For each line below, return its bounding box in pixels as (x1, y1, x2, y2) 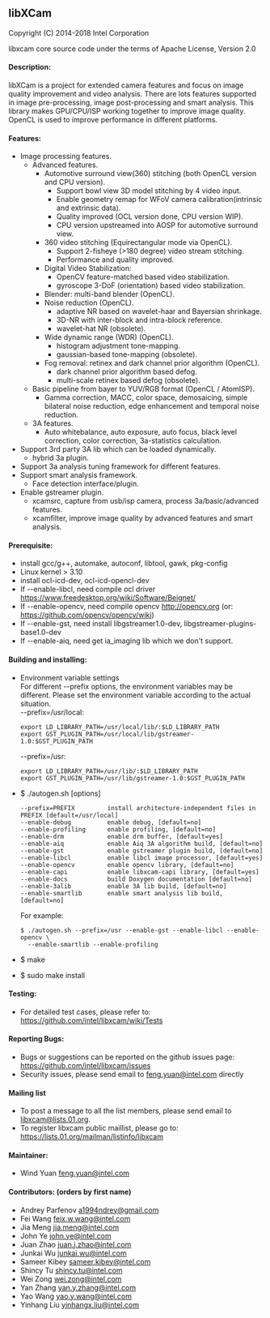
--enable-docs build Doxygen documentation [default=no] (19, 875, 252, 883)
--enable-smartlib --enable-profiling (27, 940, 158, 948)
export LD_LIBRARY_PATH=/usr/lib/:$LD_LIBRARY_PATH (19, 766, 198, 775)
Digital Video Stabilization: (44, 264, 132, 273)
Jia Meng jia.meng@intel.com (19, 1222, 120, 1232)
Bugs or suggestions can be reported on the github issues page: (19, 1052, 235, 1062)
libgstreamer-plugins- (184, 619, 257, 629)
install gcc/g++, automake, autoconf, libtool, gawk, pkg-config (19, 559, 228, 569)
